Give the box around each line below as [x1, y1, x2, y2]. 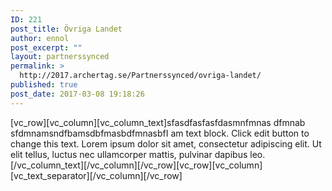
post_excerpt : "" [10, 42, 83, 53]
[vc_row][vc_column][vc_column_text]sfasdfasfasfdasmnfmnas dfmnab [10, 116, 306, 128]
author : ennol [10, 33, 70, 43]
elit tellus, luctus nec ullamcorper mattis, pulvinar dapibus [10, 148, 248, 160]
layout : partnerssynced [10, 52, 110, 62]
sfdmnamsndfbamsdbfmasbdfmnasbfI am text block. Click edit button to [10, 127, 310, 139]
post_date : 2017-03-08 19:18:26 [10, 89, 145, 99]
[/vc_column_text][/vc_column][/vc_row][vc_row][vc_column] [10, 159, 263, 171]
